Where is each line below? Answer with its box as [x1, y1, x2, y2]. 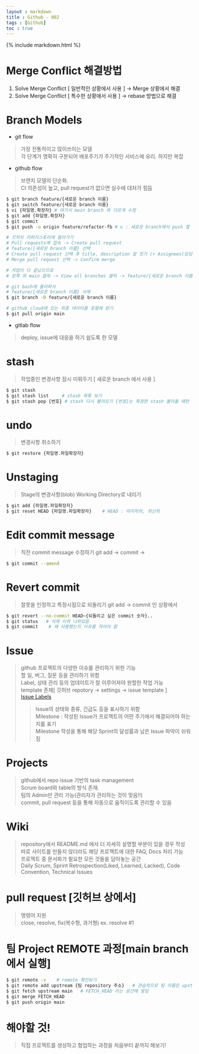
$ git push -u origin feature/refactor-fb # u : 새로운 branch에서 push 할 [6, 224, 190, 230]
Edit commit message [6, 528, 115, 542]
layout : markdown [6, 8, 52, 15]
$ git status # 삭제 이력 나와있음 [6, 618, 89, 624]
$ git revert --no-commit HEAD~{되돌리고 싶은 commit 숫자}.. [6, 613, 153, 619]
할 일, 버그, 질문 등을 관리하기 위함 [20, 672, 99, 679]
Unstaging [6, 470, 59, 484]
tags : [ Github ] [6, 20, 46, 26]
